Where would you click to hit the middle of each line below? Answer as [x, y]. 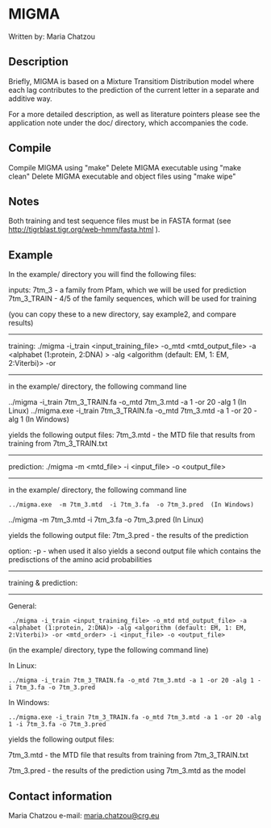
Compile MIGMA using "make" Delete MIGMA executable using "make [125, 167]
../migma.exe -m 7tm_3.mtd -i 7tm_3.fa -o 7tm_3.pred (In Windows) [131, 505]
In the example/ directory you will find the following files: [102, 275]
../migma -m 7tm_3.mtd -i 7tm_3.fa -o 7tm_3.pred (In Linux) [106, 520]
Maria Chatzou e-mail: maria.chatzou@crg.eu [84, 815]
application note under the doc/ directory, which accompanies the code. [128, 123]
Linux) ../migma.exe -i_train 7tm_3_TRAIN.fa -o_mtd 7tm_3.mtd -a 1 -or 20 [130, 411]
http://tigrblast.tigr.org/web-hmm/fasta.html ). [84, 229]
